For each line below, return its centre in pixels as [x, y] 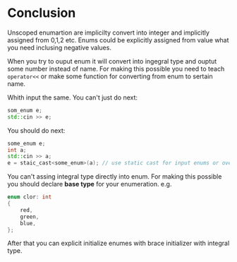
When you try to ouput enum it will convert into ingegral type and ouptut [112, 61]
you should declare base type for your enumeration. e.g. [90, 184]
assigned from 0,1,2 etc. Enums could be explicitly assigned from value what [118, 40]
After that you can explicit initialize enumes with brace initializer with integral [119, 243]
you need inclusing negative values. [59, 47]
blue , [28, 223]
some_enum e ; [26, 143]
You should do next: [36, 130]
